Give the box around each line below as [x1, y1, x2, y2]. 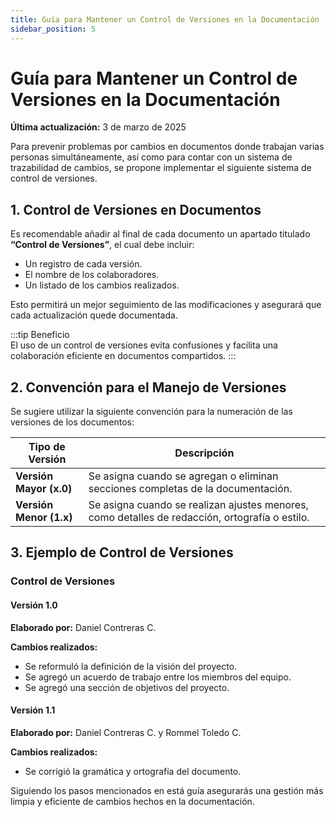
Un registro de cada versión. [24, 258, 143, 270]
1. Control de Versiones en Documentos [10, 201, 262, 218]
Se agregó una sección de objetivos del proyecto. [24, 681, 230, 693]
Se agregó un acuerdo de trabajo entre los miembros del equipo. [24, 671, 292, 683]
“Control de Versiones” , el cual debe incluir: [10, 239, 195, 251]
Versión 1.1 [10, 704, 56, 716]
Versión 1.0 [10, 599, 58, 611]
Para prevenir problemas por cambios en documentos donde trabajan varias [10, 141, 325, 153]
